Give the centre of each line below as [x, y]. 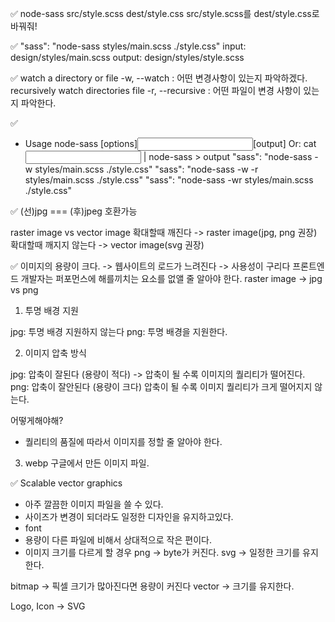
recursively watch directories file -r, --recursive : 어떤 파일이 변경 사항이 [156, 90]
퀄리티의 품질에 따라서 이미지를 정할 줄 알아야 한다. [123, 441]
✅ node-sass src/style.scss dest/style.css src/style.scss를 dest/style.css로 [165, 13]
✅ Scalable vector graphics [66, 483]
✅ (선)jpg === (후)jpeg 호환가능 [74, 211]
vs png [24, 290]
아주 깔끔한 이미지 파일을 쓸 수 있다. [94, 504]
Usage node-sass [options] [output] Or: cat [170, 143]
